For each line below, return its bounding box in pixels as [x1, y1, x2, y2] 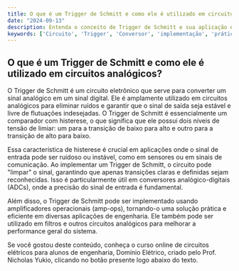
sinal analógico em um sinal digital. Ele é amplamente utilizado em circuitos [7, 94, 228, 103]
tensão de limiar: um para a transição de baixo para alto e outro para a [7, 124, 213, 133]
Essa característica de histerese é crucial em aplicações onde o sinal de [7, 145, 219, 154]
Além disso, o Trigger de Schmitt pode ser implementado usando [7, 197, 198, 206]
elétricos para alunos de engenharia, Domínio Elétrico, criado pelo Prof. [7, 248, 217, 257]
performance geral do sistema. [7, 227, 98, 236]
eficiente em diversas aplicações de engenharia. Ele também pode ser [7, 212, 214, 221]
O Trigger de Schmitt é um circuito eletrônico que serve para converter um [7, 87, 226, 95]
